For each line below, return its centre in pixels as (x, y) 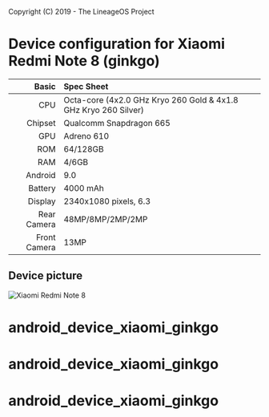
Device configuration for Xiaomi (117, 44)
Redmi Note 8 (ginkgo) (84, 61)
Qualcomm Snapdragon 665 (117, 123)
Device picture (46, 276)
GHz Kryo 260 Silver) (104, 110)
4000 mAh (84, 188)
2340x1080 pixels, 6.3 (107, 201)
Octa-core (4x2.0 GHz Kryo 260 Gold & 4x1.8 (151, 99)
